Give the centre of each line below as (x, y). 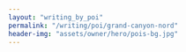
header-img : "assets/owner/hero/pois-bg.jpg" (93, 33)
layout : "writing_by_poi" (56, 17)
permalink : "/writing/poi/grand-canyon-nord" (93, 26)
